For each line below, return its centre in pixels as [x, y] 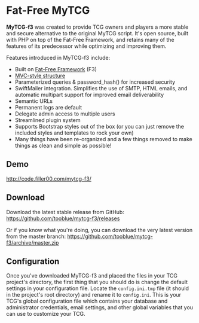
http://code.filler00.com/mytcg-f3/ [49, 179]
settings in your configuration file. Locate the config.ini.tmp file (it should [98, 288]
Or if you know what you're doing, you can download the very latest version [99, 230]
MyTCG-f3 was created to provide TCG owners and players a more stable [97, 27]
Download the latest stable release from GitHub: [65, 212]
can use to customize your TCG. [46, 314]
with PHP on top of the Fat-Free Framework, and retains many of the [90, 39]
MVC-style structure [40, 75]
